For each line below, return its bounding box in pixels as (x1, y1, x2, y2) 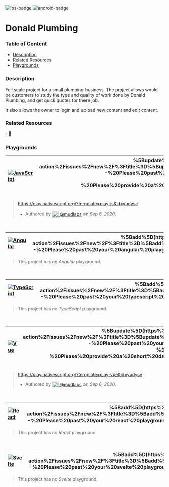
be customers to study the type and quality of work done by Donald (5, 92, 146, 98)
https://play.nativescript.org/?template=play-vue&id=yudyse (17, 372, 142, 378)
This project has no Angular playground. (17, 259, 102, 265)
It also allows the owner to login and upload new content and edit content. (5, 107, 158, 113)
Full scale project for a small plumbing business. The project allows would (5, 86, 158, 93)
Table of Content (5, 40, 47, 47)
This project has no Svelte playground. (17, 476, 98, 482)
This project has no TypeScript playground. (17, 306, 107, 312)
